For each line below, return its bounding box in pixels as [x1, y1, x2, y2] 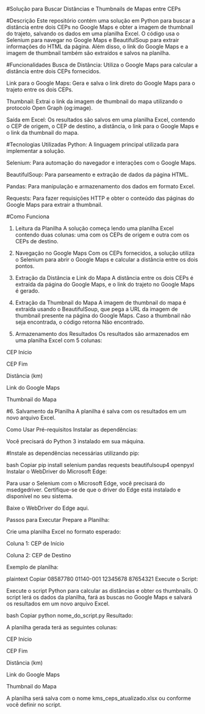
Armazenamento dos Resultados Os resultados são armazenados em [15, 330, 189, 337]
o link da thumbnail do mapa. [6, 129, 79, 136]
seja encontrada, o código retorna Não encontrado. [15, 318, 145, 326]
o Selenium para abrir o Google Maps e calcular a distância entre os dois [15, 256, 198, 263]
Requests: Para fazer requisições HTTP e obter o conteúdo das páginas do [6, 195, 195, 202]
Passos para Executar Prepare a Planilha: [6, 516, 110, 523]
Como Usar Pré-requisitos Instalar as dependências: [6, 426, 138, 433]
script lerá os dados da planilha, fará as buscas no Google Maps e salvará [6, 594, 192, 601]
